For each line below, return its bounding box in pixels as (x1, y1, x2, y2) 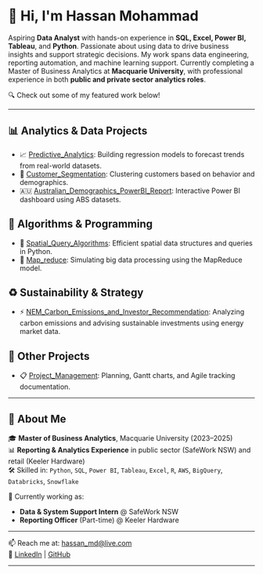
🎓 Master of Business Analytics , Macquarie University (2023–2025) (8, 434, 233, 442)
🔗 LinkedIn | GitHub (8, 550, 71, 559)
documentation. (19, 382, 70, 391)
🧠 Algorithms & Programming (8, 217, 153, 231)
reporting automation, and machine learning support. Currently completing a (8, 58, 254, 67)
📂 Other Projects (8, 349, 90, 363)
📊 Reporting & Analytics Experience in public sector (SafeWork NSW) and (8, 445, 251, 454)
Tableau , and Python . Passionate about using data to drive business (8, 41, 229, 50)
